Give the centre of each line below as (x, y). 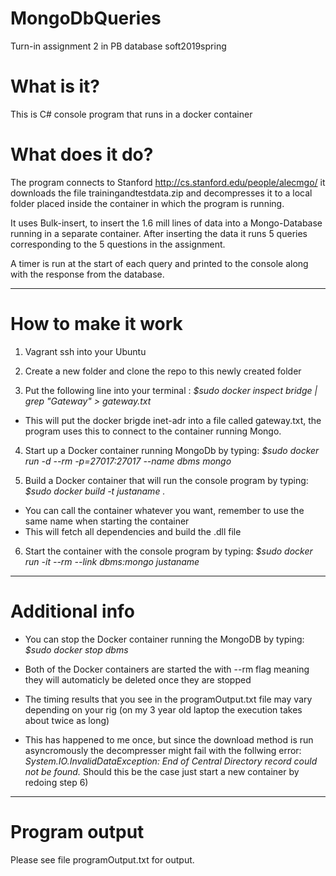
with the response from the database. (87, 274)
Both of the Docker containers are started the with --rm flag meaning (167, 669)
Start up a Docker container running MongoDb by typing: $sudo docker (172, 450)
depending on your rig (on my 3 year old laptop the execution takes (163, 709)
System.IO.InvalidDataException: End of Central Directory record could (171, 761)
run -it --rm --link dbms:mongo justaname (112, 561)
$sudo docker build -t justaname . (95, 491)
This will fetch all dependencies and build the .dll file (133, 531)
